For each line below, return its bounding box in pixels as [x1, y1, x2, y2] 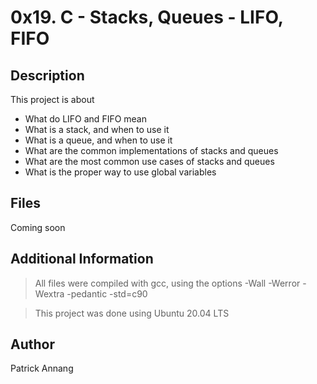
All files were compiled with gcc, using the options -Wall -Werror [34, 277, 301, 289]
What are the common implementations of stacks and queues [24, 145, 279, 156]
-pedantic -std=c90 [66, 287, 148, 300]
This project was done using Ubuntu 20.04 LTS [34, 307, 230, 319]
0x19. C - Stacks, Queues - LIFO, [10, 6, 284, 29]
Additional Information [10, 251, 154, 268]
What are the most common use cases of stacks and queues [24, 156, 275, 167]
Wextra [34, 287, 65, 300]
